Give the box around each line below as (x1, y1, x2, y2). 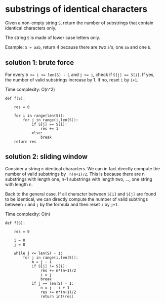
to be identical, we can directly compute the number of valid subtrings (5, 196, 148, 202)
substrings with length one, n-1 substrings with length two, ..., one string (5, 176, 153, 182)
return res (14, 139, 37, 144)
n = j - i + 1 (40, 285, 70, 290)
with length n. (5, 181, 33, 187)
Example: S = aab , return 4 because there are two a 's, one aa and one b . (5, 44, 152, 50)
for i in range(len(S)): (14, 113, 65, 118)
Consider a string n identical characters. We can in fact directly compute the (5, 165, 160, 171)
